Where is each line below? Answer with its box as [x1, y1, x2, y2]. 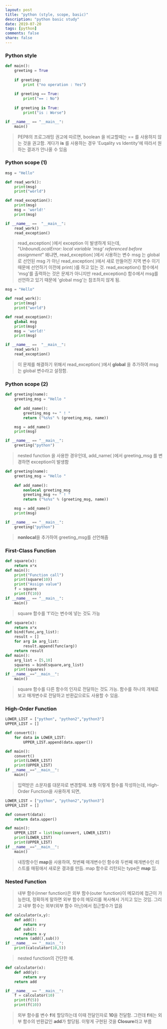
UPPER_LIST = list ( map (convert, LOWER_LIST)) [14, 830, 111, 835]
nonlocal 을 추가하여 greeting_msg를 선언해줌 [17, 534, 109, 540]
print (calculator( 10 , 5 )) [14, 946, 66, 951]
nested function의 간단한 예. [17, 955, 74, 961]
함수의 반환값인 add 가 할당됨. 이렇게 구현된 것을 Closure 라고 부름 [23, 1018, 152, 1024]
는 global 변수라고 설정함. [17, 368, 68, 374]
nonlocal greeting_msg [23, 487, 71, 493]
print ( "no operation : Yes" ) [23, 82, 86, 87]
